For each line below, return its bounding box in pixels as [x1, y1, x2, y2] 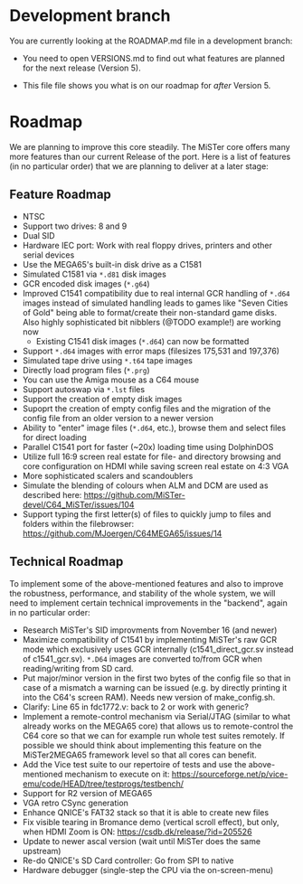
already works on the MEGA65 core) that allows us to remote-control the [22, 720, 294, 731]
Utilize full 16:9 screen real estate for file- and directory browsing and [22, 451, 282, 462]
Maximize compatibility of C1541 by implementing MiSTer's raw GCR [22, 634, 278, 644]
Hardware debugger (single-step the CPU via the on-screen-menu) [22, 864, 274, 875]
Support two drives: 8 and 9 [22, 221, 128, 231]
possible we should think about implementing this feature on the [22, 739, 262, 750]
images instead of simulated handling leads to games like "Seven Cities [22, 297, 289, 308]
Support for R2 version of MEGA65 [22, 787, 153, 798]
